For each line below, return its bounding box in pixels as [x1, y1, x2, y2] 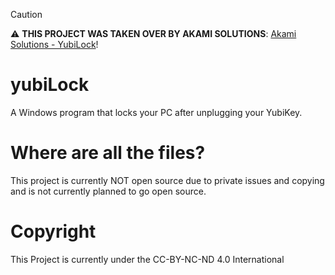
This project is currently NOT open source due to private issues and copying [10, 174, 325, 186]
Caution [10, 9, 43, 20]
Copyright [10, 220, 97, 243]
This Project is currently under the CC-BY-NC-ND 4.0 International [10, 253, 285, 265]
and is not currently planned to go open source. [10, 185, 207, 197]
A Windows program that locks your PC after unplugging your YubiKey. [10, 106, 303, 118]
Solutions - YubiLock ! [10, 39, 99, 50]
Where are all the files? [10, 142, 206, 164]
